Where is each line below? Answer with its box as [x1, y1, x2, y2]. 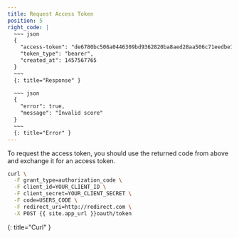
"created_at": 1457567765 [20, 57, 97, 64]
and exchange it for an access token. [7, 156, 116, 165]
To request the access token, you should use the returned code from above [7, 149, 229, 157]
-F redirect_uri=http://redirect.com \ [14, 203, 132, 210]
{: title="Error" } [14, 129, 72, 136]
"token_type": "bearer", [20, 51, 94, 58]
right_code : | [7, 24, 50, 31]
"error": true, [20, 103, 65, 110]
